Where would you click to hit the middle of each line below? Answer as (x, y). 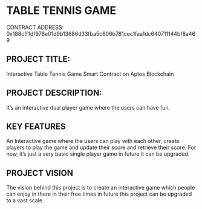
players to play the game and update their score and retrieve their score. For (101, 148)
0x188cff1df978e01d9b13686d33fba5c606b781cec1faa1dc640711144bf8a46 (101, 33)
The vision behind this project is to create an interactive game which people (101, 188)
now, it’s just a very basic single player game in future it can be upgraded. (98, 154)
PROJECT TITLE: (38, 59)
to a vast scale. (25, 201)
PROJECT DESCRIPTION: (54, 93)
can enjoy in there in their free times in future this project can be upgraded (99, 194)
